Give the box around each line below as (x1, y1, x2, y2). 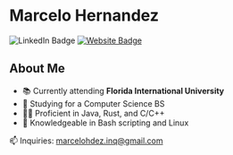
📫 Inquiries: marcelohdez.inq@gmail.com (9, 135, 163, 146)
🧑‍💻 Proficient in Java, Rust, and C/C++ (21, 108, 165, 118)
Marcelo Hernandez (9, 5, 159, 26)
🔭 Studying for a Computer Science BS (21, 98, 165, 108)
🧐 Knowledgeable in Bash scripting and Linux (21, 117, 189, 128)
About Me (9, 61, 65, 76)
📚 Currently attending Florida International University (21, 85, 225, 96)
